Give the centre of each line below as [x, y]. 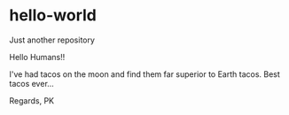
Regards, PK [32, 100]
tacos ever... [32, 83]
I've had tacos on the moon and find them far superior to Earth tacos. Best [145, 74]
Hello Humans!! [37, 57]
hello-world [53, 15]
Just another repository [52, 40]
